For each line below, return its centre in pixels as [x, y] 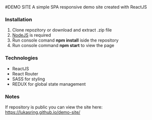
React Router [25, 74]
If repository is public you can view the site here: [54, 107]
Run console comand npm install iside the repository [65, 40]
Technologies [21, 58]
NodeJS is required [31, 35]
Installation [19, 19]
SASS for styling [28, 79]
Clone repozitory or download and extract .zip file [62, 30]
